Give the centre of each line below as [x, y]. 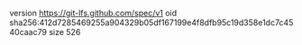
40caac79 [28, 32]
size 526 [65, 32]
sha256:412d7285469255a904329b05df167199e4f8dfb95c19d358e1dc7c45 [151, 22]
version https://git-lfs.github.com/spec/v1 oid [93, 13]
